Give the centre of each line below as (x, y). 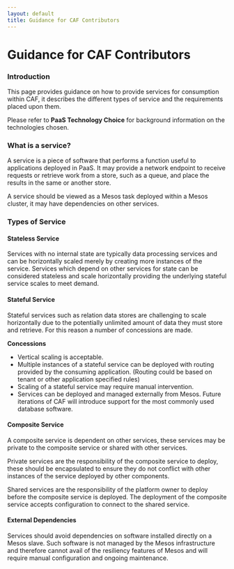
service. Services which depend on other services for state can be (103, 268)
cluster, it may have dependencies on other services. (83, 204)
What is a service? (39, 145)
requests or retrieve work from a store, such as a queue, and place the (108, 176)
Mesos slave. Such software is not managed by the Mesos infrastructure (111, 543)
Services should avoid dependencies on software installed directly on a (110, 536)
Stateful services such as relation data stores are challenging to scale (107, 315)
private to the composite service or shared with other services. (97, 448)
